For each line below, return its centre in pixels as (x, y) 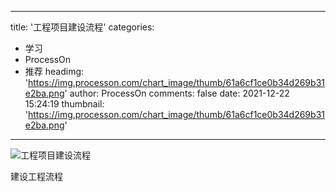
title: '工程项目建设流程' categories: (82, 27)
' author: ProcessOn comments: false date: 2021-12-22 (177, 93)
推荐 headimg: (54, 71)
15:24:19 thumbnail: (64, 104)
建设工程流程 (36, 176)
